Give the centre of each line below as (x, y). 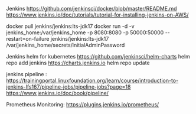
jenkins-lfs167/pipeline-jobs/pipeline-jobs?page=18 (68, 87)
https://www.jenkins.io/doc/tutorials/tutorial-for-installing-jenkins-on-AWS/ (97, 15)
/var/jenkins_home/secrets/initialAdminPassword (66, 45)
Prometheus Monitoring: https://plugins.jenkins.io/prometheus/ (83, 105)
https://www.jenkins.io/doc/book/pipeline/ (58, 93)
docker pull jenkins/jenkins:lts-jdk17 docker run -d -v (70, 26)
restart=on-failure (28, 39)
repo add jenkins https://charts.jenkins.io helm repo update (78, 63)
